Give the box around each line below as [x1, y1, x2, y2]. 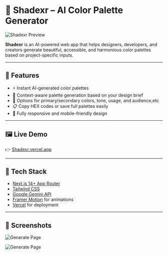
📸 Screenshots [5, 221, 52, 229]
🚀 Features [5, 71, 39, 80]
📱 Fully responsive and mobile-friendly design [12, 110, 107, 116]
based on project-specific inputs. [5, 52, 73, 58]
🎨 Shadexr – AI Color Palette [5, 5, 123, 16]
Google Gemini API [12, 191, 51, 197]
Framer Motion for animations [12, 196, 74, 202]
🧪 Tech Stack [5, 167, 47, 176]
